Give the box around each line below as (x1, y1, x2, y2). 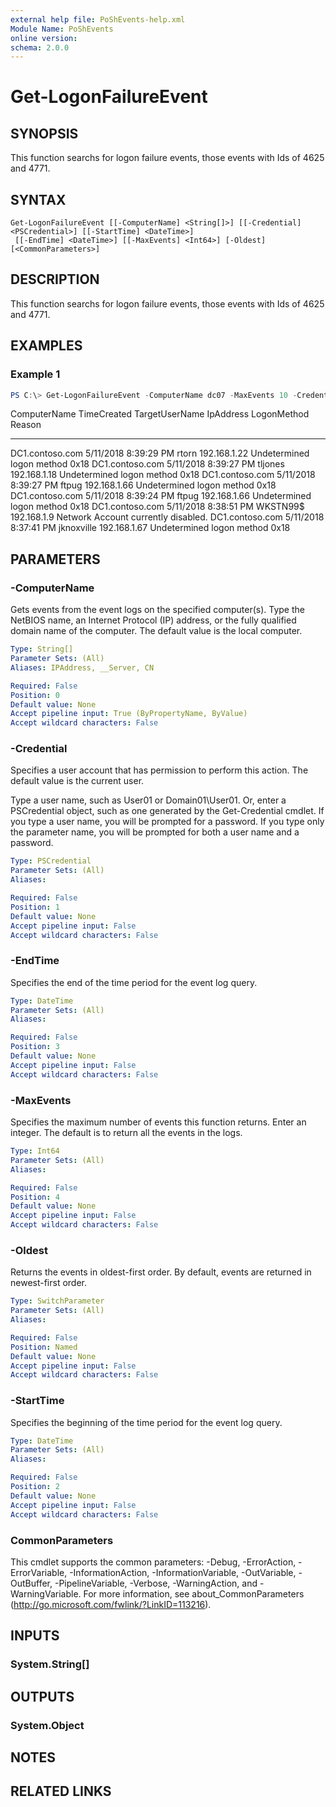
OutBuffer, (10, 1577, 53, 1589)
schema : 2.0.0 (10, 42, 70, 53)
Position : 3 (10, 1042, 60, 1052)
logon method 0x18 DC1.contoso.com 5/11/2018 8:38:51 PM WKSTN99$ (10, 501, 305, 513)
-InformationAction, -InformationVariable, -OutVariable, (69, 1566, 297, 1578)
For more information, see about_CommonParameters (83, 1587, 305, 1600)
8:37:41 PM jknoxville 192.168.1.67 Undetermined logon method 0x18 (10, 522, 291, 534)
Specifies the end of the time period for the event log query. (10, 976, 258, 988)
